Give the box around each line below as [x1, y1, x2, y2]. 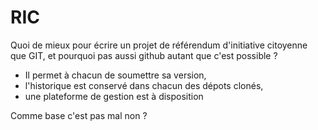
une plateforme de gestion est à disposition [24, 90, 204, 102]
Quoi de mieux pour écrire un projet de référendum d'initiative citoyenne [10, 39, 308, 51]
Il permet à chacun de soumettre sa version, [24, 69, 207, 81]
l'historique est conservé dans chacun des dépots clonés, [24, 79, 264, 91]
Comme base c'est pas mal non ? [10, 109, 148, 121]
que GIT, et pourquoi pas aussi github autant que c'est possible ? [10, 49, 278, 61]
